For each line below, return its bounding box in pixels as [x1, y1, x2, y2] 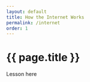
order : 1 [6, 25, 28, 31]
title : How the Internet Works [6, 14, 85, 20]
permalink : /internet [6, 20, 61, 26]
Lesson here [6, 71, 37, 78]
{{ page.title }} [6, 51, 80, 64]
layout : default [6, 8, 47, 15]
